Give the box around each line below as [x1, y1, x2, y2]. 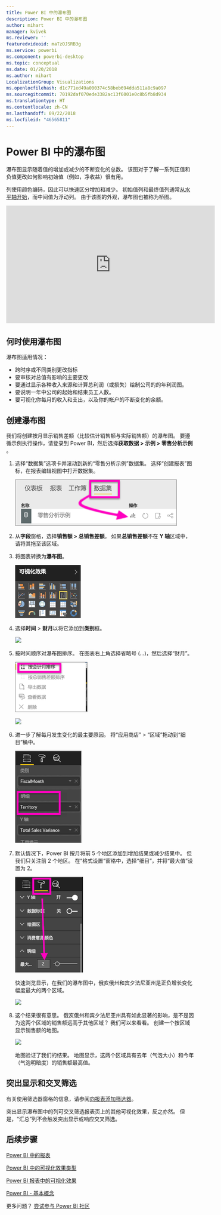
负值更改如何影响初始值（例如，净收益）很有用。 [6, 173, 126, 180]
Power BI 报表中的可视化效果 [6, 1177, 77, 1184]
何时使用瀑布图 [6, 336, 61, 346]
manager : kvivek [6, 29, 46, 35]
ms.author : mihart [6, 72, 52, 79]
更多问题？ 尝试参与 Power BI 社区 [6, 1202, 91, 1209]
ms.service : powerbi [6, 48, 58, 54]
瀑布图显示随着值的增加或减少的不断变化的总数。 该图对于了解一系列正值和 [6, 166, 191, 173]
